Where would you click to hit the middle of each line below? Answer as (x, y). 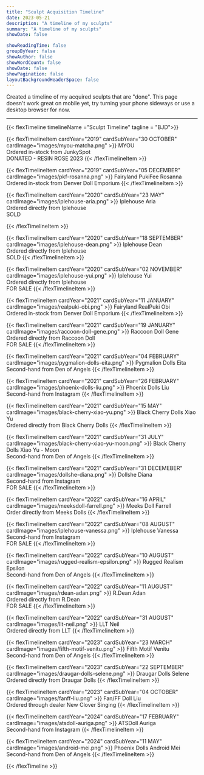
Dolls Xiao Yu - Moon (33, 450)
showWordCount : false (34, 62)
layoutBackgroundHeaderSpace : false (53, 80)
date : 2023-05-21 (28, 18)
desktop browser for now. (39, 110)
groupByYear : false (31, 51)
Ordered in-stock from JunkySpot (49, 152)
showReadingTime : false (36, 46)
